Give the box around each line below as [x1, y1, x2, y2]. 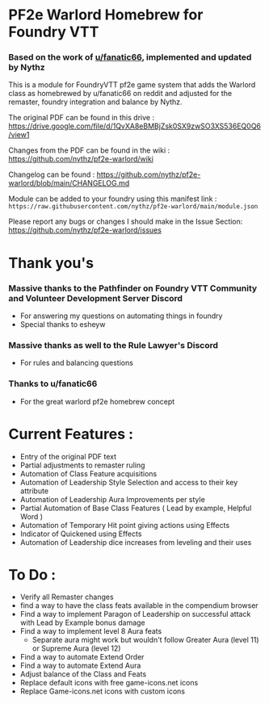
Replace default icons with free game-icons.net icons [19, 678, 199, 688]
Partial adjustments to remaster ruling [19, 460, 145, 470]
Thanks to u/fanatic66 [8, 378, 98, 389]
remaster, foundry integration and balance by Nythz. [8, 97, 183, 107]
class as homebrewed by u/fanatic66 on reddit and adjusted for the [8, 89, 233, 98]
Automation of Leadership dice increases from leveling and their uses [19, 537, 252, 547]
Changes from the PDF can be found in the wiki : [8, 145, 170, 155]
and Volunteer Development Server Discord [8, 292, 183, 304]
